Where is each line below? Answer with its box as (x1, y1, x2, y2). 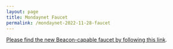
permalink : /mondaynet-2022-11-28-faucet (6, 20, 111, 26)
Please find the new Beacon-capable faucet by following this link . (6, 36, 167, 44)
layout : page (6, 8, 39, 15)
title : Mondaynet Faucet (6, 14, 68, 20)
